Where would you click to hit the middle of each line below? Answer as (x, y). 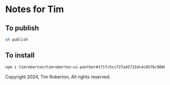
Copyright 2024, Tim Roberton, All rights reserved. (58, 76)
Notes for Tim (35, 9)
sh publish (17, 39)
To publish (22, 28)
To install (20, 55)
